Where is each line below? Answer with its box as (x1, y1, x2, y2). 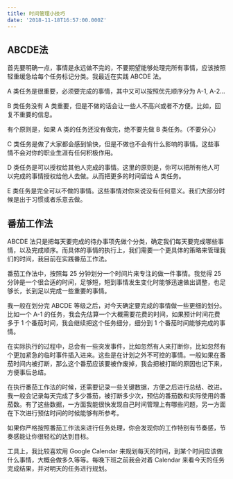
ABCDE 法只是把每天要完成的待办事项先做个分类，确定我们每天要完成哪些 (7, 237, 218, 246)
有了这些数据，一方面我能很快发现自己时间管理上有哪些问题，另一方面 (25, 400, 226, 409)
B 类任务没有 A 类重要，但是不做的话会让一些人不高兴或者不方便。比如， (7, 102, 215, 110)
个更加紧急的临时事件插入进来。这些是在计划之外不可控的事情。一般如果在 (7, 351, 220, 359)
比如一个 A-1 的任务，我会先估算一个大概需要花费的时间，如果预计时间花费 (7, 310, 221, 319)
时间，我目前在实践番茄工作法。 (19, 254, 111, 263)
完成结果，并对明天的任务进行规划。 (7, 464, 111, 473)
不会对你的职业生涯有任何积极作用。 (12, 148, 116, 157)
